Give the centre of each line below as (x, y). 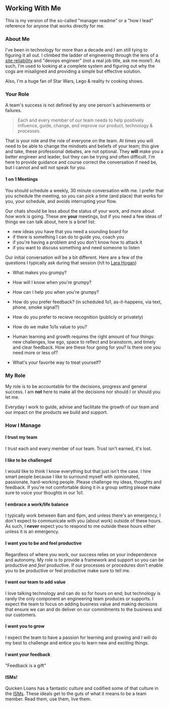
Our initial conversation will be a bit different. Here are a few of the (74, 257)
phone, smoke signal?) (36, 307)
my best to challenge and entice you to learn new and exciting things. (77, 643)
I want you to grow (25, 626)
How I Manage (23, 425)
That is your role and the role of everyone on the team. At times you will (79, 141)
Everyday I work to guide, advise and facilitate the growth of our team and (82, 407)
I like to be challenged (28, 460)
